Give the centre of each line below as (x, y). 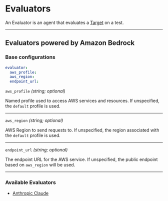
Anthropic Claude (30, 193)
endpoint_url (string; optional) (36, 150)
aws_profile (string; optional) (35, 91)
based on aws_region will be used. (40, 165)
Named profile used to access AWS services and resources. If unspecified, (82, 101)
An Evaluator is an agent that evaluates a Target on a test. (64, 22)
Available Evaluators (30, 182)
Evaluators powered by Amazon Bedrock (70, 43)
